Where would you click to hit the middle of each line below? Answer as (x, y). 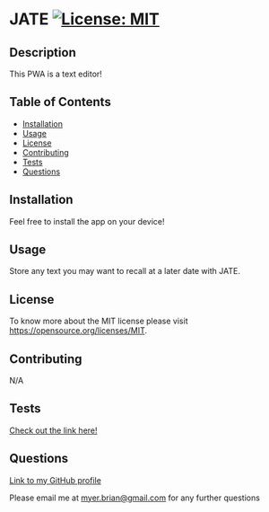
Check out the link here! (53, 430)
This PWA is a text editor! (56, 74)
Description (43, 53)
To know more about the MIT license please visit (99, 321)
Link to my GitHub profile (55, 480)
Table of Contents (61, 102)
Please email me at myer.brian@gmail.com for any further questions (134, 498)
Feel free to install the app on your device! (87, 221)
